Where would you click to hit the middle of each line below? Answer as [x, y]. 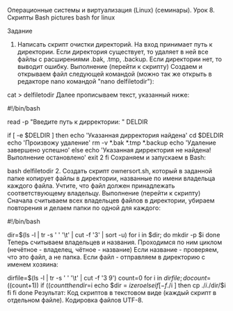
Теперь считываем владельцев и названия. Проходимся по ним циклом [115, 242]
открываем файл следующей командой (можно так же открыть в [114, 74]
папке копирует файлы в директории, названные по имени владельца [111, 178]
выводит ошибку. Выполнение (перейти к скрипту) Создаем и [110, 66]
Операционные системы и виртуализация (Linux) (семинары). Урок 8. [111, 10]
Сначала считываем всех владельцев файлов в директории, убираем [111, 200]
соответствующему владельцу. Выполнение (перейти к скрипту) [104, 193]
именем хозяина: [33, 264]
